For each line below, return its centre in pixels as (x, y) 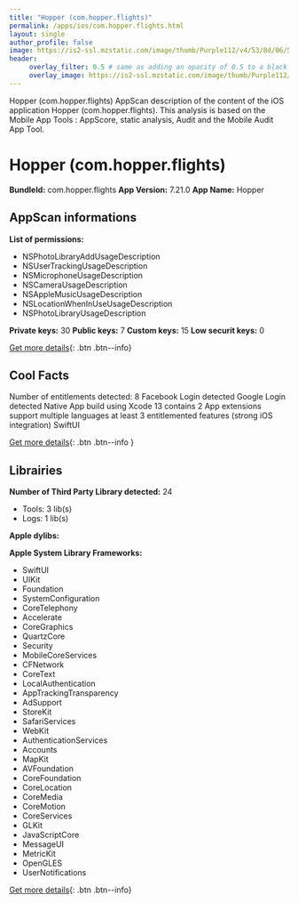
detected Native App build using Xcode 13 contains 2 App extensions (135, 407)
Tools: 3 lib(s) (47, 509)
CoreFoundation (51, 778)
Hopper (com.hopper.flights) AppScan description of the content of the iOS (147, 101)
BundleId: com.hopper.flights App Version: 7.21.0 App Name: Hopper (137, 189)
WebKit (35, 731)
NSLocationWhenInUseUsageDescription (97, 303)
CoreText (39, 674)
